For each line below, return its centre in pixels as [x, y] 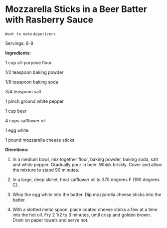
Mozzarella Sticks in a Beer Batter [76, 9]
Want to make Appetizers [30, 34]
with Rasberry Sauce [49, 20]
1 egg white [17, 130]
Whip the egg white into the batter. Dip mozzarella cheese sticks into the [87, 194]
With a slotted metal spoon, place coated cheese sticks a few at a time [85, 209]
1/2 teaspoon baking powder [34, 72]
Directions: [17, 149]
